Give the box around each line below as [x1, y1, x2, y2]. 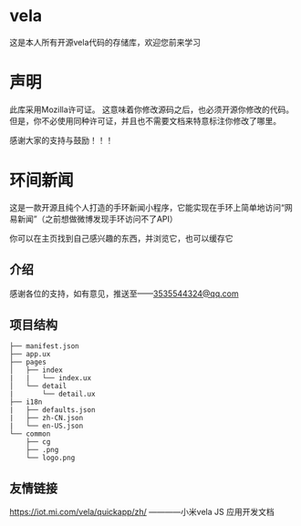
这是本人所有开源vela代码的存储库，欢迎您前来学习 [9, 36, 202, 47]
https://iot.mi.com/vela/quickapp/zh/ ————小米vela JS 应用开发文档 [9, 507, 275, 518]
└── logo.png [26, 453, 76, 463]
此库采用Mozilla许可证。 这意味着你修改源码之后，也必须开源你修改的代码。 [9, 104, 295, 115]
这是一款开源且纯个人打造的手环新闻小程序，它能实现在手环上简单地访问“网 [9, 201, 294, 212]
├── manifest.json [9, 342, 79, 351]
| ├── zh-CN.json [9, 414, 84, 423]
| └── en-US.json [9, 421, 84, 431]
